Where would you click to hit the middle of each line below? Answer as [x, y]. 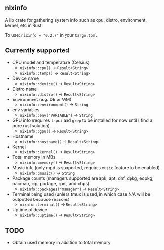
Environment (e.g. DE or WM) [42, 99]
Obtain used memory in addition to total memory [61, 243]
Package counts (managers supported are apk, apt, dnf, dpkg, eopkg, [83, 178]
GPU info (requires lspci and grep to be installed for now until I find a [82, 120]
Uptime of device [30, 209]
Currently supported [37, 51]
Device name [26, 78]
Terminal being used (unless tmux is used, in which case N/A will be [81, 194]
